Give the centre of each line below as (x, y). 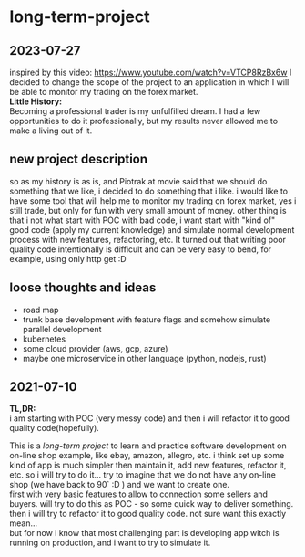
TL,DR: (23, 409)
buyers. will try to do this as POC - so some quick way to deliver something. (152, 504)
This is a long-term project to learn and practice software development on (148, 446)
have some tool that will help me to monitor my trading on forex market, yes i (153, 200)
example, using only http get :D (68, 258)
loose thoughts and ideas (83, 288)
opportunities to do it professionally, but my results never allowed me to (144, 121)
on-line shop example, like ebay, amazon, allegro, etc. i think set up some (147, 456)
